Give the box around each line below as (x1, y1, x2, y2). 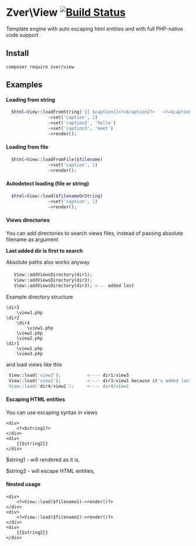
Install (6, 49, 29, 59)
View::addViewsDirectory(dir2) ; (13, 277, 93, 283)
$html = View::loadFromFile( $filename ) (11, 156, 103, 162)
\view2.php (16, 335, 43, 341)
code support (6, 31, 39, 38)
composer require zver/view (6, 64, 75, 70)
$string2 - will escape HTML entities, (6, 467, 95, 474)
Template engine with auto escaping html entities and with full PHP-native (6, 25, 184, 32)
